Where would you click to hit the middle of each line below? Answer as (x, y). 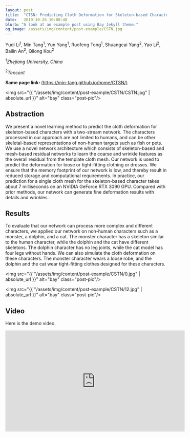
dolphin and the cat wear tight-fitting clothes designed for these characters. (85, 264)
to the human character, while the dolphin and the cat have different (77, 242)
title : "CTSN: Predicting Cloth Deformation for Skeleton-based (76, 15)
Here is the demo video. (31, 324)
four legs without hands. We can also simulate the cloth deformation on (81, 253)
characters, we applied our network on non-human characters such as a (82, 231)
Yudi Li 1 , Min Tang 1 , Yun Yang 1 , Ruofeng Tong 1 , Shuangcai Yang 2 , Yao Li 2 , (83, 44)
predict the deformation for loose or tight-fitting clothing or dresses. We (81, 164)
